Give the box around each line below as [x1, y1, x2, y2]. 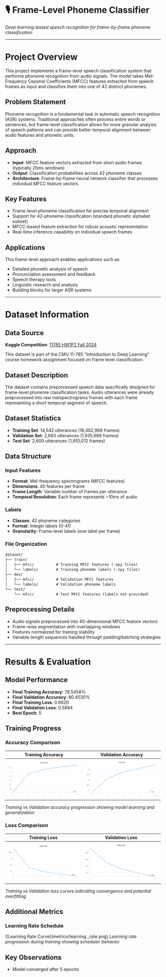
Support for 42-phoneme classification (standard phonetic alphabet [12, 213, 151, 219]
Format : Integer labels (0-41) [12, 523, 72, 529]
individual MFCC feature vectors [12, 181, 79, 186]
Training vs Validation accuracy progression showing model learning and [5, 804, 155, 810]
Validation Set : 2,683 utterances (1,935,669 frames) [12, 432, 119, 438]
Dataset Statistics [5, 414, 61, 422]
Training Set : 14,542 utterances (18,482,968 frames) [12, 427, 120, 433]
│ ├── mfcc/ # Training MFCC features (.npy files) [5, 562, 138, 567]
